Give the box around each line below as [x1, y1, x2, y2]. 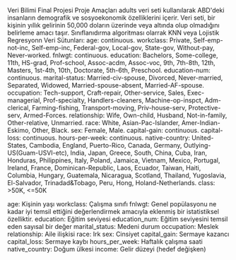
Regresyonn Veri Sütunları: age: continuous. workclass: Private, [7, 36, 192, 45]
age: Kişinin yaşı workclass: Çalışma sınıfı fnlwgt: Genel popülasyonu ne [7, 200, 217, 208]
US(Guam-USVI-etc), [7, 148, 69, 157]
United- [191, 134, 214, 142]
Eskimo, [7, 126, 30, 134]
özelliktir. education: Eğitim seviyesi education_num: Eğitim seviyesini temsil [7, 215, 228, 223]
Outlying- [183, 141, 211, 149]
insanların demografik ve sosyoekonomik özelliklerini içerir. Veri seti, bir [7, 13, 216, 22]
